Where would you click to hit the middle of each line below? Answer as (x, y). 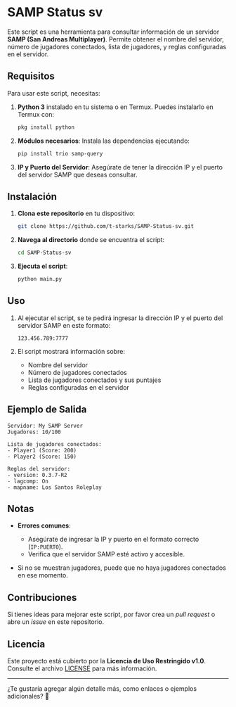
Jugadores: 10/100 (34, 432)
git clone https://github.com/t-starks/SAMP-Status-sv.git (106, 227)
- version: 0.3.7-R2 (38, 475)
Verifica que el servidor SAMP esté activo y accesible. (106, 554)
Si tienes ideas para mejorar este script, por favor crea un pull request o (111, 614)
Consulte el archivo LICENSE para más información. (82, 668)
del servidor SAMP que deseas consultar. (77, 174)
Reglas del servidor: (39, 469)
